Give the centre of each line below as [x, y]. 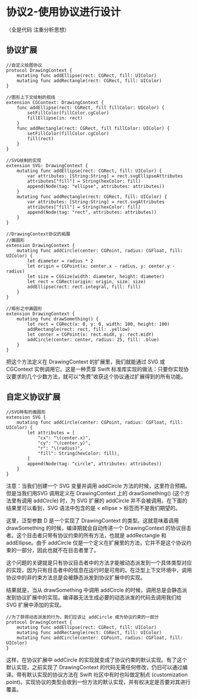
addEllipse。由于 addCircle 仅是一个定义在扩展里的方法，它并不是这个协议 [96, 543]
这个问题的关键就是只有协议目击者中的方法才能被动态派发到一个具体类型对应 [99, 563]
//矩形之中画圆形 [24, 309]
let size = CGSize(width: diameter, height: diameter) [96, 276]
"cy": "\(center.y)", [64, 443]
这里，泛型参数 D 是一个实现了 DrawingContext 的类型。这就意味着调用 [93, 520]
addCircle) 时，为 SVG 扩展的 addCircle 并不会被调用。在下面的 [110, 501]
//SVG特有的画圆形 [26, 412]
